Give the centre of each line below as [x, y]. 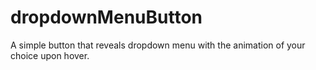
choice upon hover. [50, 55]
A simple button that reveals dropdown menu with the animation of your [158, 45]
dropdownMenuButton [106, 17]
